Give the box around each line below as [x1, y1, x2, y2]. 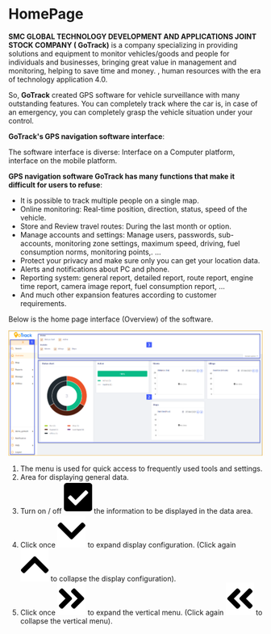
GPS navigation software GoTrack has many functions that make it [8, 171, 236, 181]
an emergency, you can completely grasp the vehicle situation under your [8, 107, 253, 117]
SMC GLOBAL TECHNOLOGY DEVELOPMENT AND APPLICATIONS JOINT [8, 31, 256, 41]
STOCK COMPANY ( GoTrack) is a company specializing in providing [8, 40, 238, 49]
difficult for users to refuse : [8, 179, 103, 190]
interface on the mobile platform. [8, 155, 118, 166]
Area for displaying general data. [19, 472, 129, 482]
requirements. [19, 298, 67, 308]
